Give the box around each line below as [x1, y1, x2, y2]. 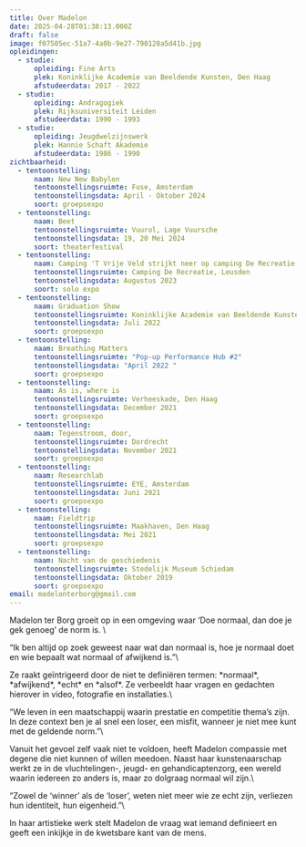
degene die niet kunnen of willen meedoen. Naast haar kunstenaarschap [9, 753, 282, 764]
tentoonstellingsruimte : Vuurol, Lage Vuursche [33, 225, 219, 234]
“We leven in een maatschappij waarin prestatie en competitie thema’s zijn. [9, 707, 290, 718]
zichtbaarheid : [9, 157, 67, 167]
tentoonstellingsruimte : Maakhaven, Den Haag [33, 522, 209, 532]
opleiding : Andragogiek [33, 98, 125, 108]
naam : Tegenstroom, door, [33, 429, 132, 438]
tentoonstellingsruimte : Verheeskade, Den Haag [33, 395, 219, 404]
